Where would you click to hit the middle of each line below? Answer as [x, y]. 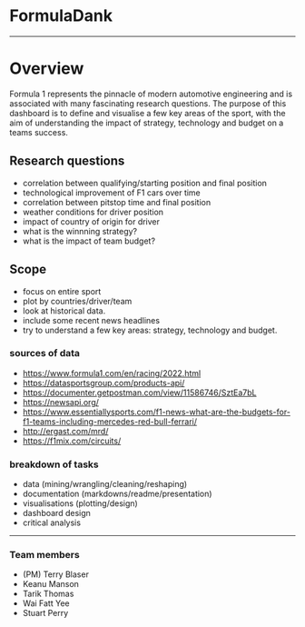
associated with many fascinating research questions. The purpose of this [148, 103]
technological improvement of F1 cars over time [112, 193]
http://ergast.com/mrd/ [65, 431]
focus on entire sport [62, 291]
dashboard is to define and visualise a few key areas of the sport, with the [148, 113]
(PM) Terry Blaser [55, 574]
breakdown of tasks [54, 464]
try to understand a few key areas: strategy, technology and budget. [150, 330]
